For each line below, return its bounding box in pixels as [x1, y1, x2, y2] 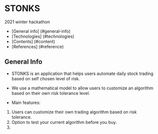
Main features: [11, 100, 41, 105]
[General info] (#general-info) [11, 28, 71, 34]
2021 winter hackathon [4, 19, 50, 25]
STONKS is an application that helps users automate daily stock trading [11, 71, 154, 76]
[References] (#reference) [11, 44, 64, 49]
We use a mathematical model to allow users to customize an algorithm [11, 85, 153, 91]
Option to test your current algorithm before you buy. [11, 119, 117, 125]
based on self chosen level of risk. [11, 75, 80, 81]
